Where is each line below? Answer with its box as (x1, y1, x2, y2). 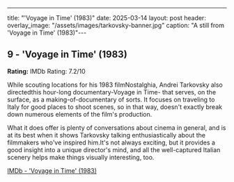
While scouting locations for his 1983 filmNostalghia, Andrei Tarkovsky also (7, 81, 223, 89)
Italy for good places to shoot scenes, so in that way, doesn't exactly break (7, 102, 223, 111)
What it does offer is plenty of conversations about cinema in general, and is (7, 123, 226, 132)
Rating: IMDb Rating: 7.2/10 (7, 67, 86, 75)
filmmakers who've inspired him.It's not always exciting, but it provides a (7, 138, 216, 147)
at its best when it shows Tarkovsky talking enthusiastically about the (7, 131, 206, 139)
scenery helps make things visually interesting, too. (7, 153, 155, 161)
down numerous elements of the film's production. (7, 110, 153, 118)
